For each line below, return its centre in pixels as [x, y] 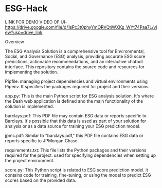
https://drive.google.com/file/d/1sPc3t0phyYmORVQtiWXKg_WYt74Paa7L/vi [81, 27]
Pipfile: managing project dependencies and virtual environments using [76, 81]
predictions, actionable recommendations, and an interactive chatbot [74, 61]
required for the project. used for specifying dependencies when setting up [81, 155]
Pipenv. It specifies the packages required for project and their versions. [77, 86]
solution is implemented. [30, 106]
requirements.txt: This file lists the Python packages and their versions [76, 150]
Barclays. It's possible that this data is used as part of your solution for [76, 121]
